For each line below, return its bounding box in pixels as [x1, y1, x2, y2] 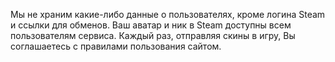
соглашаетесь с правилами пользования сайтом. [10, 40, 222, 52]
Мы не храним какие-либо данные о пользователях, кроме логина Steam [10, 9, 326, 20]
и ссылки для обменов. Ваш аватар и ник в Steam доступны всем [10, 19, 292, 31]
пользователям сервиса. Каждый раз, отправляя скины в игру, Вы [10, 30, 296, 41]
